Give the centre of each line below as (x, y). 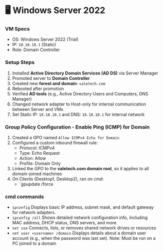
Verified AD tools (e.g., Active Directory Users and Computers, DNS (80, 93)
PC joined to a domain (34, 243)
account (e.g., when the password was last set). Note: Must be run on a (84, 238)
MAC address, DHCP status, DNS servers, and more (64, 223)
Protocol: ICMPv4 (37, 148)
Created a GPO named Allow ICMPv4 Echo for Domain (66, 138)
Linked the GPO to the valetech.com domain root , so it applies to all (81, 169)
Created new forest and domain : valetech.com (59, 83)
